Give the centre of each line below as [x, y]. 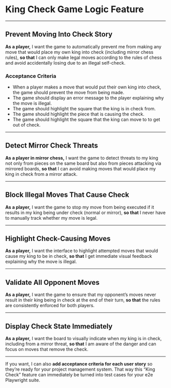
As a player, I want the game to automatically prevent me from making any [83, 46]
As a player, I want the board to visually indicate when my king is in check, [83, 339]
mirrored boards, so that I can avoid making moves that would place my [81, 168]
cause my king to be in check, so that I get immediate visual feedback [79, 256]
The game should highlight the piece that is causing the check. [79, 114]
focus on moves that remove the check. [47, 349]
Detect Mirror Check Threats [52, 146]
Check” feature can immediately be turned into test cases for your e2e [79, 375]
